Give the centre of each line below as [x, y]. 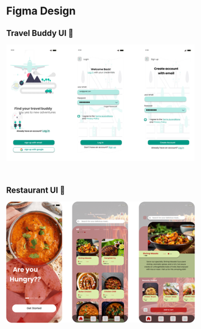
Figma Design [41, 11]
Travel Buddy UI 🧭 [40, 33]
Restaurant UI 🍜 [36, 191]
